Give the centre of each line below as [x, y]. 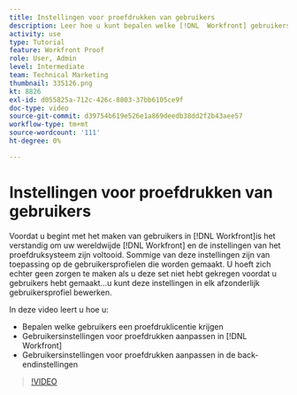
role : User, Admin [43, 58]
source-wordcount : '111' [55, 133]
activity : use [35, 34]
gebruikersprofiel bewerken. [61, 292]
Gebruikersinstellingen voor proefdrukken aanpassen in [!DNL [134, 336]
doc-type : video [39, 108]
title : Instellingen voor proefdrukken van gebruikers [112, 17]
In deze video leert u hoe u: [59, 309]
